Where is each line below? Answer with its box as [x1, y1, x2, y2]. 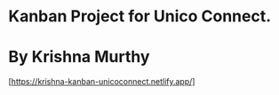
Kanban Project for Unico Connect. [8, 6, 272, 27]
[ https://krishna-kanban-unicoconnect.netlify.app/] [8, 76, 195, 87]
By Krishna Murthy [8, 47, 150, 67]
